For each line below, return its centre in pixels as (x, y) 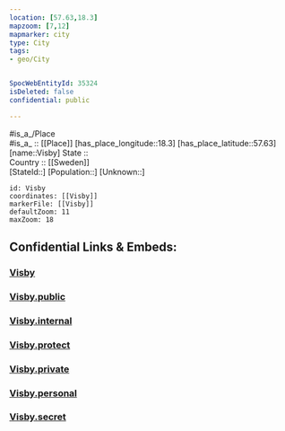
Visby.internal (41, 321)
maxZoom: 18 (31, 220)
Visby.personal (43, 393)
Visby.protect (40, 345)
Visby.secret (38, 417)
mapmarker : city (39, 34)
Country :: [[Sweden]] (49, 162)
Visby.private (39, 369)
